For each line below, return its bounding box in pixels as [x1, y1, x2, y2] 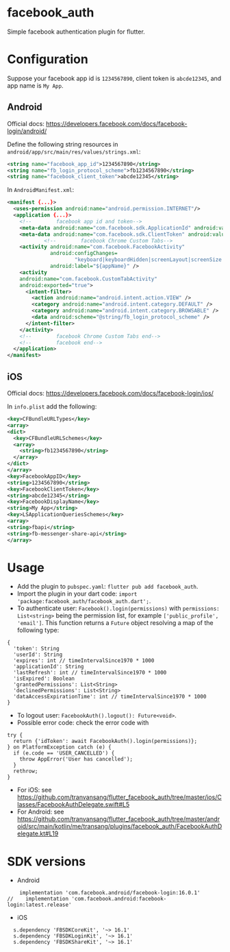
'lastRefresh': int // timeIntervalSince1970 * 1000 [13, 670, 167, 676]
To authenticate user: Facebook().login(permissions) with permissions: [16, 605, 220, 613]
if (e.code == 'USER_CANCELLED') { [13, 750, 115, 757]
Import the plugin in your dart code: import [16, 589, 138, 598]
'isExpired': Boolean [13, 675, 75, 683]
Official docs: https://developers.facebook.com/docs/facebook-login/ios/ [7, 389, 214, 397]
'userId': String [13, 651, 63, 659]
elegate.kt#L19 [16, 829, 59, 838]
